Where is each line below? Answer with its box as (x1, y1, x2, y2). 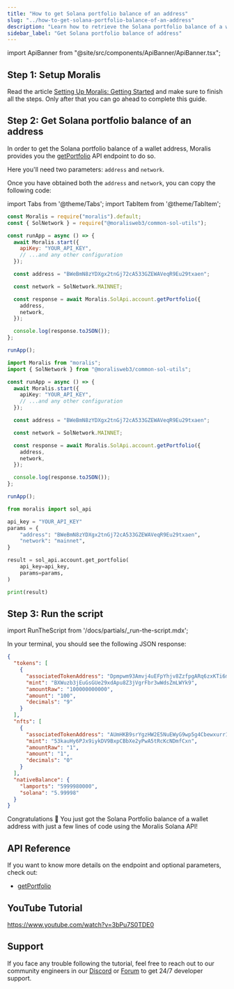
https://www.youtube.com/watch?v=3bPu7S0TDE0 (7, 920, 155, 928)
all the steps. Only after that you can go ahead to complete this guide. (7, 95, 208, 103)
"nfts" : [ (13, 718, 42, 725)
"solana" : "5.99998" (19, 789, 79, 796)
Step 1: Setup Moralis (7, 69, 101, 81)
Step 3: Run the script (7, 607, 104, 620)
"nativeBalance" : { (13, 776, 70, 784)
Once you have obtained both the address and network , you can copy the (7, 178, 216, 187)
